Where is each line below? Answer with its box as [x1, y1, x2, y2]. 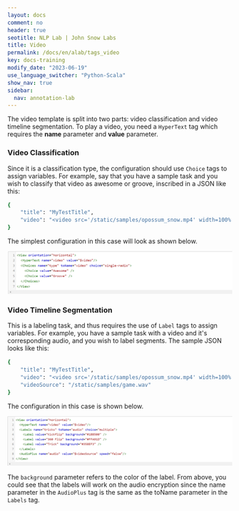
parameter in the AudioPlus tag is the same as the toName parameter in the [7, 487, 228, 496]
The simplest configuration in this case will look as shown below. [7, 237, 198, 246]
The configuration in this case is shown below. [7, 402, 144, 410]
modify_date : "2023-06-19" [7, 64, 88, 71]
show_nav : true [7, 79, 53, 86]
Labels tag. [7, 495, 41, 504]
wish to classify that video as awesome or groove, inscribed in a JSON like [7, 179, 227, 188]
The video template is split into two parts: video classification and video [7, 115, 218, 123]
